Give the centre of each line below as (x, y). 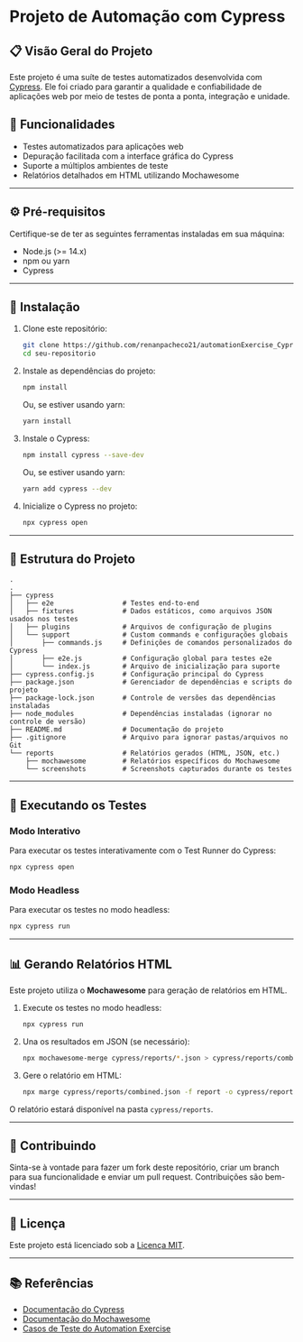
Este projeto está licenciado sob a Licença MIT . (97, 1245)
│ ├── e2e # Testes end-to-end (105, 603)
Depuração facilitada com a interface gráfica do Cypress (128, 156)
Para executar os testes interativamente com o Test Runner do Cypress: (143, 850)
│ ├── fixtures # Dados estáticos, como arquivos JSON (141, 611)
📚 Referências (52, 1283)
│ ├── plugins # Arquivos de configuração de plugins (141, 627)
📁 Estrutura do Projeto (72, 559)
